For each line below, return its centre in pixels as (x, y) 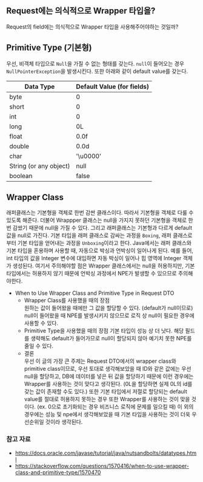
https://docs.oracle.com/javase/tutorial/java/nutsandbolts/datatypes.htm (106, 453)
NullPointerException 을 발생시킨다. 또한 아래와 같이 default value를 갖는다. (97, 71)
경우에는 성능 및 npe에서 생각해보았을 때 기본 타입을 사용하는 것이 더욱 (107, 415)
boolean (21, 176)
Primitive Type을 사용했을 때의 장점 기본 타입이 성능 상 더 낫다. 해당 (104, 331)
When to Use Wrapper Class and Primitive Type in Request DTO (95, 293)
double (19, 146)
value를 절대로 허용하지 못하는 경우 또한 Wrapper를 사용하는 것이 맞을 (107, 399)
